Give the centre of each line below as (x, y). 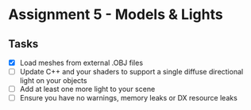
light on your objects (53, 81)
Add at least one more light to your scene (87, 89)
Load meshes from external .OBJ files (81, 63)
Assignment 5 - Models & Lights (116, 15)
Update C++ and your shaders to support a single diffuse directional (131, 72)
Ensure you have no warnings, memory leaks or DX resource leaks (129, 98)
